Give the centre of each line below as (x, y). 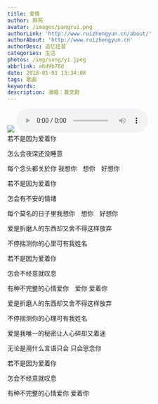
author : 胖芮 (25, 20)
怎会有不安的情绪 (32, 199)
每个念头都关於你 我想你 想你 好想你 (64, 169)
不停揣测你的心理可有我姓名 (47, 319)
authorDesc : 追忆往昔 (37, 47)
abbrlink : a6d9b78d (36, 66)
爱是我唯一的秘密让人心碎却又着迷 (57, 333)
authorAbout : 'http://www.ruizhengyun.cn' (70, 40)
